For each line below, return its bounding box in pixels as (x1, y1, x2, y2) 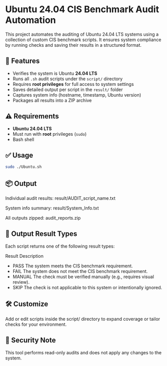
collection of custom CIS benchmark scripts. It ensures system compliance (5, 37, 161, 43)
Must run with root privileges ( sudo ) (12, 131, 87, 137)
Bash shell (12, 136, 34, 142)
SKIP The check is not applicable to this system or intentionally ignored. (12, 284, 162, 290)
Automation (5, 14, 56, 26)
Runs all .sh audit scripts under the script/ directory (12, 75, 123, 82)
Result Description (5, 253, 44, 259)
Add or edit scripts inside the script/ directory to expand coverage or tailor (5, 316, 160, 322)
